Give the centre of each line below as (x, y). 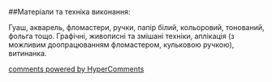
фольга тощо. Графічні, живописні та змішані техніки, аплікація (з (121, 36)
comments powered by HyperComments (76, 69)
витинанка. (28, 53)
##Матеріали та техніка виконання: (70, 12)
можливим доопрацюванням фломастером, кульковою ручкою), (121, 45)
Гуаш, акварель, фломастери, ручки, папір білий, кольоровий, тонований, (136, 27)
